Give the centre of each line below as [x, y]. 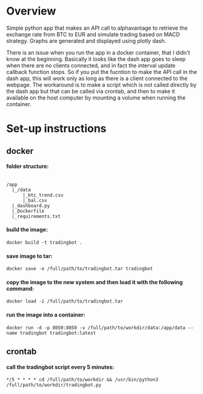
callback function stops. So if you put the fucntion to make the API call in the [102, 72]
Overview [31, 11]
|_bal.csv [35, 200]
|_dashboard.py [31, 205]
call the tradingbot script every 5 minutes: [60, 367]
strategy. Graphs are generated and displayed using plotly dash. [86, 41]
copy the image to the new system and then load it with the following [95, 282]
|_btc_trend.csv [43, 195]
